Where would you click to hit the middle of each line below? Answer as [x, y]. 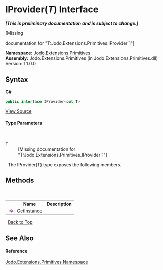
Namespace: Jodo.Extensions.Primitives [48, 53]
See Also [19, 238]
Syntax [17, 80]
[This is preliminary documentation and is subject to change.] [72, 23]
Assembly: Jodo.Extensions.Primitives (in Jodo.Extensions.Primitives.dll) [81, 58]
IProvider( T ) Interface [52, 9]
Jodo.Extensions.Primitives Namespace [47, 262]
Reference [16, 251]
